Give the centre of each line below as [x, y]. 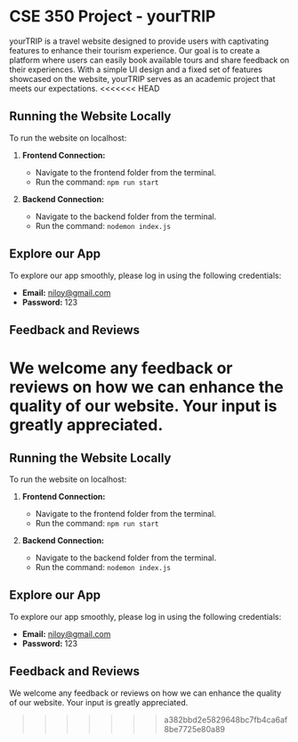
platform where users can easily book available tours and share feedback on [149, 60]
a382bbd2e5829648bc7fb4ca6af [226, 720]
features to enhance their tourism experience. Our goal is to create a [135, 50]
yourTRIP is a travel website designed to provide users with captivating [139, 41]
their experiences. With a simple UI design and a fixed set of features [136, 69]
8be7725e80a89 [194, 729]
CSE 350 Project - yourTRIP [113, 16]
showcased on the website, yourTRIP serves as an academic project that [142, 78]
